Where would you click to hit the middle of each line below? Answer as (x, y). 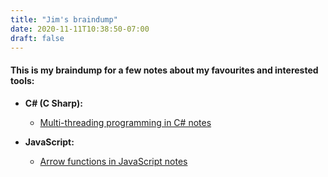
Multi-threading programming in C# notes (125, 122)
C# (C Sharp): (53, 103)
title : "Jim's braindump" (64, 19)
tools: (22, 80)
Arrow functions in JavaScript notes (113, 161)
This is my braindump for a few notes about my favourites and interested (164, 70)
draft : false (37, 38)
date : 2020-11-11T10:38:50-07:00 (80, 29)
